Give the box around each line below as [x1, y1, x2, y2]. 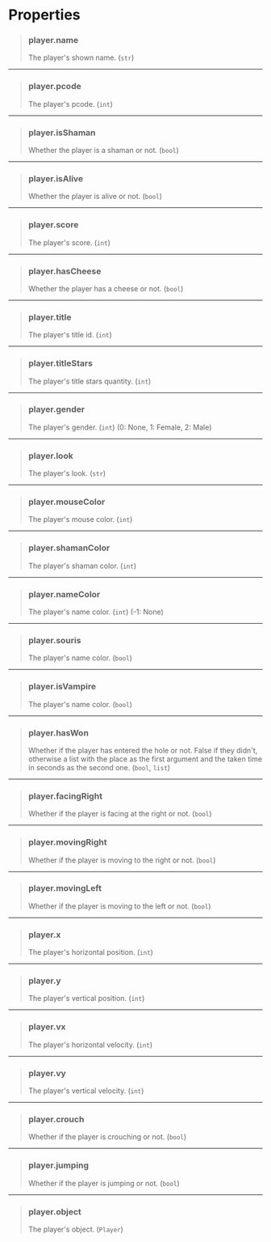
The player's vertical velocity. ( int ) [27, 1086, 144, 1096]
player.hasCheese [27, 265, 102, 277]
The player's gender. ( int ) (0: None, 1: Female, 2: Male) [27, 422, 212, 432]
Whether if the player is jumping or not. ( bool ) [27, 1178, 180, 1188]
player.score [27, 219, 79, 231]
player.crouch [27, 1113, 85, 1125]
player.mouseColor [27, 496, 106, 507]
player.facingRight [27, 791, 103, 802]
